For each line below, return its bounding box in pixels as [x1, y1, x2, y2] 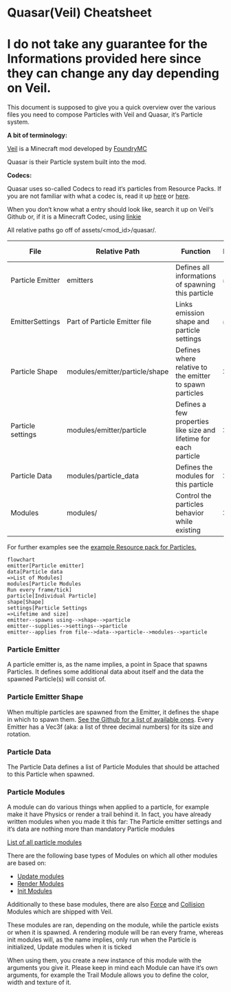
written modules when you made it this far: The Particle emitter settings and [7, 818, 222, 826]
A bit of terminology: [7, 131, 67, 139]
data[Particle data [7, 569, 63, 576]
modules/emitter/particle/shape [66, 367, 169, 376]
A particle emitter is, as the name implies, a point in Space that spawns [7, 660, 208, 669]
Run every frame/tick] [7, 587, 72, 594]
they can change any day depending [7, 65, 220, 81]
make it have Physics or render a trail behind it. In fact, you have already [7, 810, 212, 818]
